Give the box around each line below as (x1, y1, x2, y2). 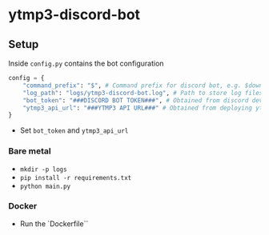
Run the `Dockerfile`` (19, 218, 89, 229)
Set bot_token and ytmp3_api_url (19, 125, 129, 135)
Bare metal (8, 145, 51, 157)
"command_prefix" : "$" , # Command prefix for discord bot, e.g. (22, 82, 242, 90)
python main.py (19, 182, 71, 190)
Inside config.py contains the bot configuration (8, 58, 164, 68)
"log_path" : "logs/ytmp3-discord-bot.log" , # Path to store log (22, 89, 242, 97)
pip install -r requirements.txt (19, 173, 132, 181)
